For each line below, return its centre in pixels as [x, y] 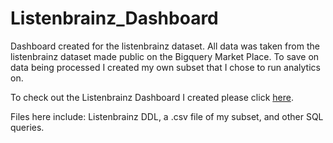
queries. [27, 127]
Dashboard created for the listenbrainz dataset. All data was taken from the [165, 46]
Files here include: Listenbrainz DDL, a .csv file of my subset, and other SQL [167, 116]
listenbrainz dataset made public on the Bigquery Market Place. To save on [165, 56]
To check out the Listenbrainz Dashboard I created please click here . [152, 97]
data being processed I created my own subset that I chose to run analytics [165, 67]
